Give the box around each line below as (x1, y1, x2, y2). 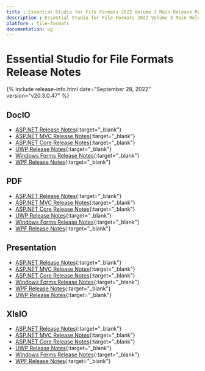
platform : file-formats (6, 20, 70, 26)
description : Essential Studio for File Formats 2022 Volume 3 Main (6, 15, 187, 21)
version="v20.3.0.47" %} (6, 92, 70, 100)
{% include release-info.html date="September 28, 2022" (6, 86, 151, 93)
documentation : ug (6, 26, 53, 32)
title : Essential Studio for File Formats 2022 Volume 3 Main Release (6, 9, 192, 15)
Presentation (6, 243, 57, 253)
